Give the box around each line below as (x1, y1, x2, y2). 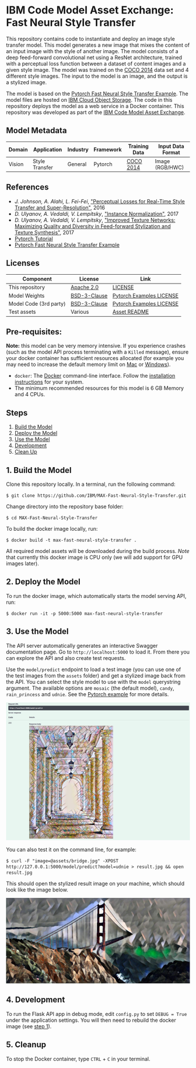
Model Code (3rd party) (8, 300, 66, 307)
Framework (93, 146, 122, 153)
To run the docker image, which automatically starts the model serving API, (6, 592, 187, 599)
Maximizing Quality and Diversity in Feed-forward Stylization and (14, 223, 171, 230)
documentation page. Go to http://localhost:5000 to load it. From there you (6, 648, 190, 655)
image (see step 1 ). (6, 1022, 52, 1029)
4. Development (6, 995, 65, 1005)
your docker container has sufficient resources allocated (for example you (6, 355, 184, 362)
